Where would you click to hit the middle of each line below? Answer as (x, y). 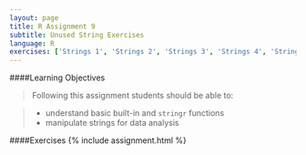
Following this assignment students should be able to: (133, 96)
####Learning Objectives (57, 77)
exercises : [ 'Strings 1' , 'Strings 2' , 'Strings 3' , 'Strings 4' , (138, 52)
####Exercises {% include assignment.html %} (98, 140)
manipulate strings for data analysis (112, 123)
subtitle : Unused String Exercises (77, 35)
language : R (32, 43)
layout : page (34, 18)
